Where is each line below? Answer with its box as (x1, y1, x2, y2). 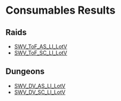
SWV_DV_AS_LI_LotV (14, 82, 66, 89)
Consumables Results (5, 4, 116, 17)
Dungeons (5, 67, 45, 77)
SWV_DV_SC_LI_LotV (14, 89, 66, 96)
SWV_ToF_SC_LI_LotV (14, 49, 68, 56)
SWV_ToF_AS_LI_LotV (14, 43, 68, 50)
